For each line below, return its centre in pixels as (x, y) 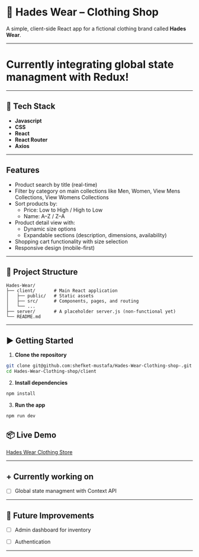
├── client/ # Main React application (62, 291)
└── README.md (24, 317)
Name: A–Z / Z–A (44, 216)
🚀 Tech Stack (31, 106)
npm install (21, 394)
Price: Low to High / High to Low (63, 210)
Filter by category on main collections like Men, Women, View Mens (97, 191)
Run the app (30, 405)
